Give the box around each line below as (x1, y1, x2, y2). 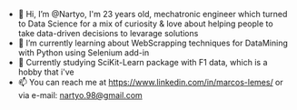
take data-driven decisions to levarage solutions (17, 28, 199, 38)
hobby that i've (17, 66, 74, 77)
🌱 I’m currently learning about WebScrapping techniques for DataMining (17, 37, 288, 48)
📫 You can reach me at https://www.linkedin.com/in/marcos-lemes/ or (17, 77, 283, 87)
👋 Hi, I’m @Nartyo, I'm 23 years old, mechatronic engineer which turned (17, 9, 288, 19)
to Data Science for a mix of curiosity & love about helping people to (17, 18, 274, 29)
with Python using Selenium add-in (17, 47, 150, 58)
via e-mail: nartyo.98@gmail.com (17, 90, 143, 100)
